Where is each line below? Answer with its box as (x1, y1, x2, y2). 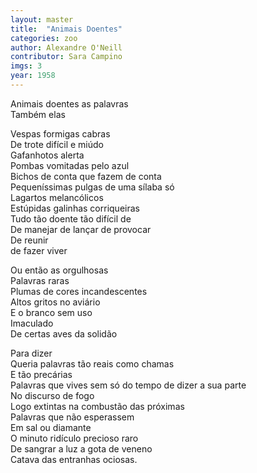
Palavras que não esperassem (10, 411, 135, 423)
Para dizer (10, 347, 53, 359)
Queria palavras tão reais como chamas (10, 357, 175, 370)
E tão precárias (10, 368, 73, 380)
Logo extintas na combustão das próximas (10, 400, 185, 412)
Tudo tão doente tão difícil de (10, 212, 132, 225)
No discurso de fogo (10, 389, 95, 401)
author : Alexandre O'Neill (10, 42, 123, 53)
